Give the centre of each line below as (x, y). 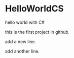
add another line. (22, 51)
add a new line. (20, 41)
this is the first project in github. (37, 32)
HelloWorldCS (35, 9)
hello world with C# (25, 22)
